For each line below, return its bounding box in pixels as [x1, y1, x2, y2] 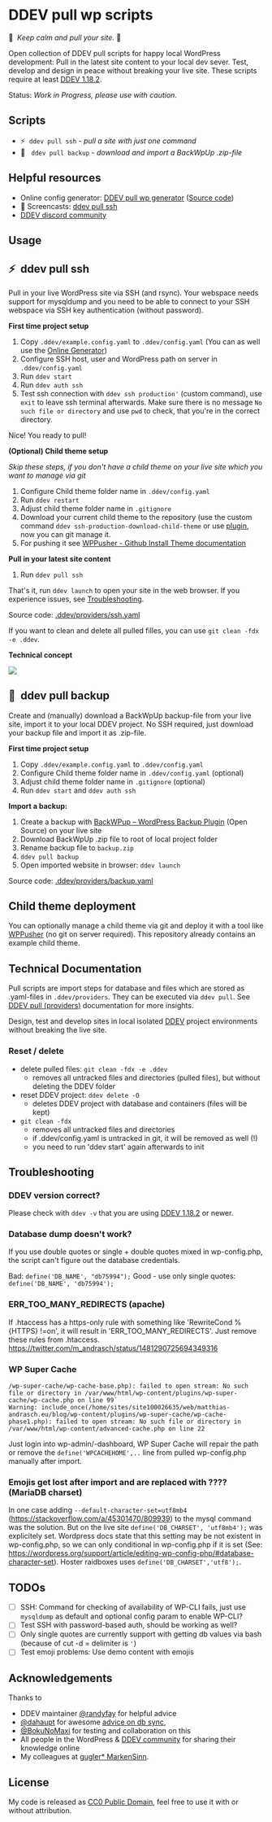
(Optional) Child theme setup [8, 446, 109, 456]
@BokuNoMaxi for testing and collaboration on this [19, 1726, 191, 1736]
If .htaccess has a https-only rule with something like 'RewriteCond [8, 1317, 233, 1327]
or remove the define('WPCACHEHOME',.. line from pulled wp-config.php [8, 1448, 247, 1457]
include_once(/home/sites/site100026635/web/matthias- [41, 1404, 231, 1412]
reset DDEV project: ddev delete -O [19, 1090, 140, 1099]
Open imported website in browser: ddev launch [19, 860, 181, 870]
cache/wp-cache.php [8, 1396, 75, 1405]
